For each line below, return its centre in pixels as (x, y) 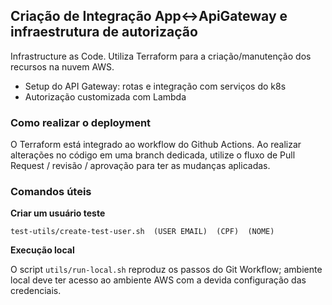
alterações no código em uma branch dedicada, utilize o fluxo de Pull (153, 155)
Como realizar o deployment (81, 122)
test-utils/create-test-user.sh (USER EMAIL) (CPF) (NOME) (142, 232)
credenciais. (36, 291)
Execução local (42, 250)
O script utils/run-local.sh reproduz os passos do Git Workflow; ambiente (166, 270)
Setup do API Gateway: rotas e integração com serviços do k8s (155, 86)
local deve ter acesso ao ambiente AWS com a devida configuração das (158, 280)
